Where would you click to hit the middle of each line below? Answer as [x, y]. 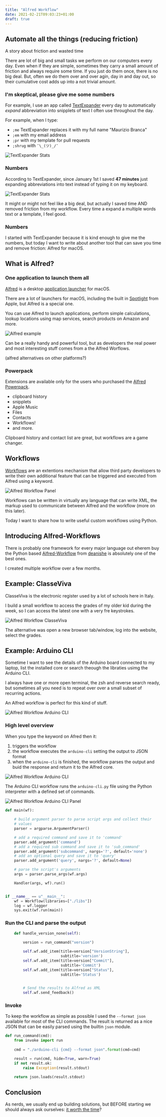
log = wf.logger [31, 906]
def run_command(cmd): [28, 1036]
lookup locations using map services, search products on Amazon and [77, 319]
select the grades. [24, 635]
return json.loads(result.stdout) [50, 1077]
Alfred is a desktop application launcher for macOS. [58, 289]
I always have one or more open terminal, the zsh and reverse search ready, [83, 683]
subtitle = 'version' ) [82, 956]
